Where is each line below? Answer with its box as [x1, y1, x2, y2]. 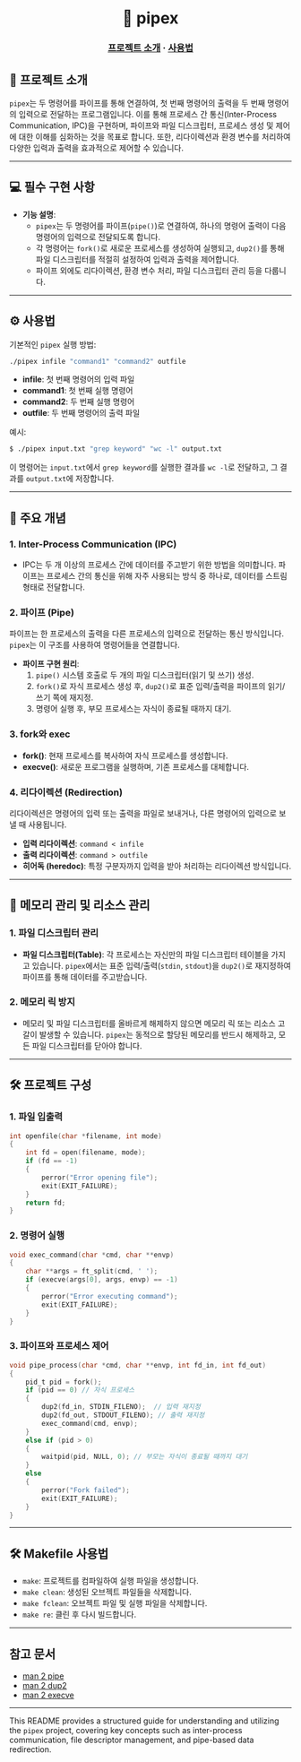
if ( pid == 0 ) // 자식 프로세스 [25, 1386, 135, 1395]
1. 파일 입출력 [9, 1110, 64, 1123]
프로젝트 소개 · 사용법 [107, 42, 194, 55]
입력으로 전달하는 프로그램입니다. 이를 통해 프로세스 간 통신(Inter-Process [18, 108, 278, 119]
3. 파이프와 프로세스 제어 [9, 1340, 109, 1352]
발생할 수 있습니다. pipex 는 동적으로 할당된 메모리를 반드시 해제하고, [39, 1029, 277, 1040]
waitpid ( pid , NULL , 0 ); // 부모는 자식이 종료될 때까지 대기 [41, 1452, 248, 1462]
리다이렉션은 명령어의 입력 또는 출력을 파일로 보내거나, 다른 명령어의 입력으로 [9, 808, 278, 818]
